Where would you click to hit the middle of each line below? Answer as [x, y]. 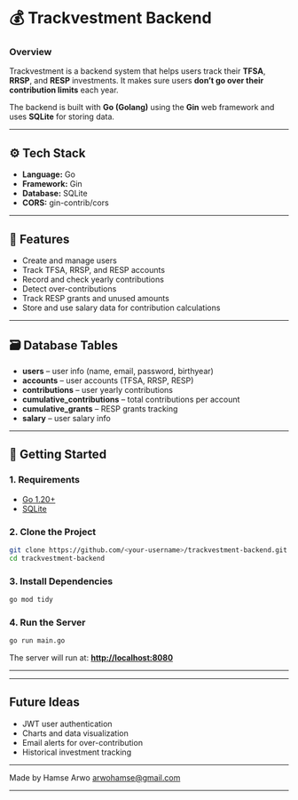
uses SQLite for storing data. [62, 116]
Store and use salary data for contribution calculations [121, 308]
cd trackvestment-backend [57, 558]
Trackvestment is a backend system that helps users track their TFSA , [137, 71]
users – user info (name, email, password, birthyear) [118, 371]
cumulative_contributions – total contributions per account [131, 399]
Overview [31, 52]
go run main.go [37, 641]
